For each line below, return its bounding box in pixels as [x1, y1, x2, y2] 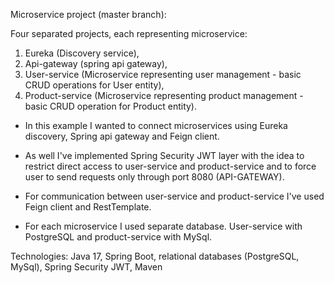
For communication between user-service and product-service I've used [24, 190, 325, 202]
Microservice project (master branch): [10, 9, 167, 20]
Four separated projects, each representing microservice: [10, 28, 248, 39]
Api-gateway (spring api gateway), [24, 58, 168, 69]
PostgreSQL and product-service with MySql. [24, 231, 213, 243]
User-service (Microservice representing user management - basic [24, 69, 302, 80]
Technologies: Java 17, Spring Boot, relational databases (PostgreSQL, [10, 250, 300, 262]
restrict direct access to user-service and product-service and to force [24, 160, 317, 172]
